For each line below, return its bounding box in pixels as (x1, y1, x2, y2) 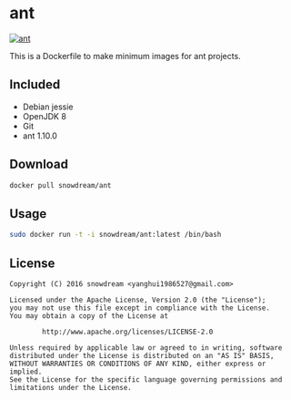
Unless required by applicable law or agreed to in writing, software (9, 343, 283, 353)
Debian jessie (22, 101, 74, 112)
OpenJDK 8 (22, 110, 66, 121)
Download (9, 157, 68, 172)
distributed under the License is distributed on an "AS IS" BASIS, (9, 351, 275, 360)
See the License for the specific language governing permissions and (9, 374, 283, 385)
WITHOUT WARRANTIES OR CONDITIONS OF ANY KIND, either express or (9, 359, 266, 368)
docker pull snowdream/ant (9, 180, 112, 190)
